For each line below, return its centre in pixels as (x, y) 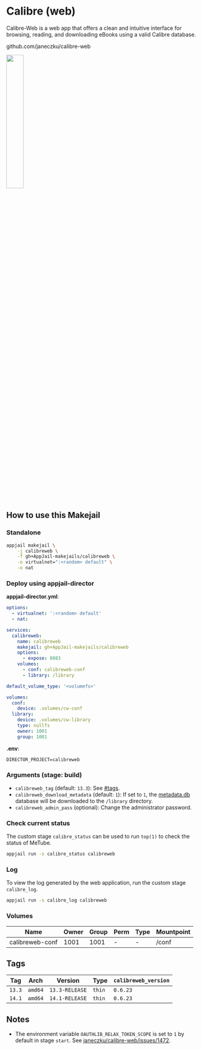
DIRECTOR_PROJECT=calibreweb (43, 759)
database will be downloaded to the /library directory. (84, 801)
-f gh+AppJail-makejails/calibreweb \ (66, 557)
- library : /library (48, 675)
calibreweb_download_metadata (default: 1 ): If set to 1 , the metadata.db (103, 794)
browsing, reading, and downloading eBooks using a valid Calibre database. (101, 34)
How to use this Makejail (53, 515)
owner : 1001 (32, 731)
